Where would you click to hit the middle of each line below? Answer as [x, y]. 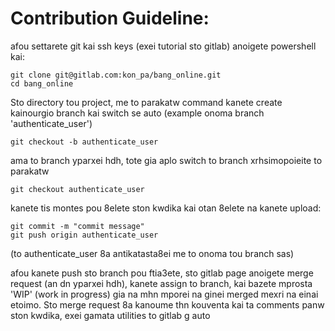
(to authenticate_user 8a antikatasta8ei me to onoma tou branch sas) [152, 253]
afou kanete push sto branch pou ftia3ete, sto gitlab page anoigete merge [162, 273]
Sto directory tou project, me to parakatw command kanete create [146, 102]
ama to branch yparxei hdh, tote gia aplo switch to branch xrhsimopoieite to [166, 160]
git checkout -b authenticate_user [84, 142]
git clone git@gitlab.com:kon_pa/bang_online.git [116, 75]
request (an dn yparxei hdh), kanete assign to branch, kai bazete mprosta [161, 283]
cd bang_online [42, 83]
